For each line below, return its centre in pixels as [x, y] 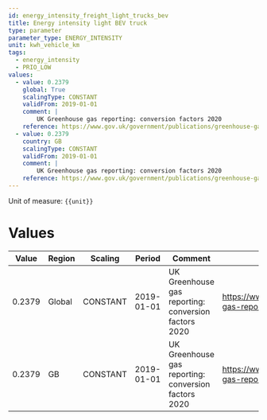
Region [62, 258]
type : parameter [35, 30]
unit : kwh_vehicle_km [44, 45]
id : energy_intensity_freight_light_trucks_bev [89, 16]
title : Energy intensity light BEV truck [78, 23]
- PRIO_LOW [33, 68]
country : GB [42, 141]
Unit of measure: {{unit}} [51, 200]
